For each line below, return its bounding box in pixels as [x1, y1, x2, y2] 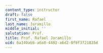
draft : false [5, 12, 33, 17]
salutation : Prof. [5, 31, 44, 36]
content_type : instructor [5, 7, 60, 13]
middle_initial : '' [5, 26, 46, 31]
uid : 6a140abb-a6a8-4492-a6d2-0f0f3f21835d [5, 40, 98, 45]
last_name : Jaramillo [5, 21, 51, 27]
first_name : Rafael [5, 17, 46, 22]
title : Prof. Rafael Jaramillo [5, 36, 71, 41]
